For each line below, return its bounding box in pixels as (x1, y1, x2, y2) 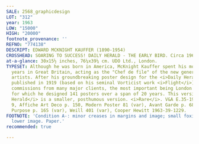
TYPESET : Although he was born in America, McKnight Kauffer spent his (6, 63, 187, 70)
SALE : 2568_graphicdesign (6, 8, 70, 15)
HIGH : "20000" (6, 31, 41, 37)
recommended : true (6, 124, 52, 130)
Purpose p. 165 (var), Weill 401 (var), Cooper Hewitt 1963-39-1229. (11, 107, 187, 113)
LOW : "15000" (6, 25, 38, 31)
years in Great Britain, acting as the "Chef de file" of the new (11, 69, 179, 75)
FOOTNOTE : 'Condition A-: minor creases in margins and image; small (6, 113, 182, 119)
